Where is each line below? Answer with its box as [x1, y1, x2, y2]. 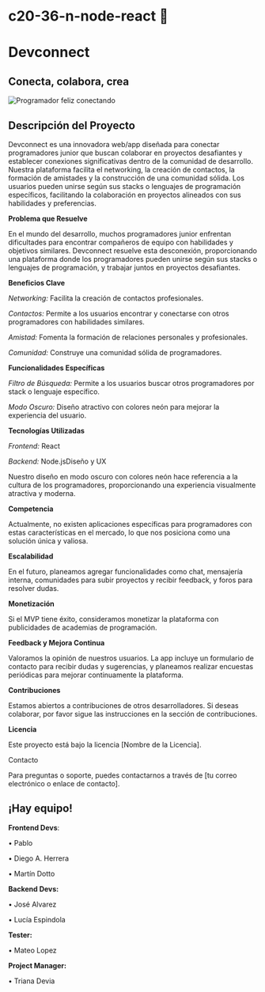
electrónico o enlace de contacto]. [8, 779, 120, 788]
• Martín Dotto [8, 869, 55, 878]
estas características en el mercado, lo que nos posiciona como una [8, 528, 231, 537]
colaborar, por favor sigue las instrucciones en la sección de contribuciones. [8, 710, 258, 718]
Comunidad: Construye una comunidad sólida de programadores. [8, 348, 222, 357]
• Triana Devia [8, 976, 55, 986]
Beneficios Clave [8, 278, 66, 287]
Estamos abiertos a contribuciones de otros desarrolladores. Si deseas [8, 701, 239, 710]
